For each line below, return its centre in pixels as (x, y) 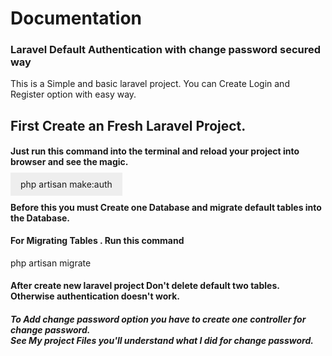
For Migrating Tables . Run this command (97, 241)
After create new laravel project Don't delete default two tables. (145, 286)
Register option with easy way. (73, 94)
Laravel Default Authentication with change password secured (166, 50)
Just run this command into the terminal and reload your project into (155, 151)
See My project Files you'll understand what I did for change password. (162, 341)
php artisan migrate (51, 263)
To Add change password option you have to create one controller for (158, 319)
